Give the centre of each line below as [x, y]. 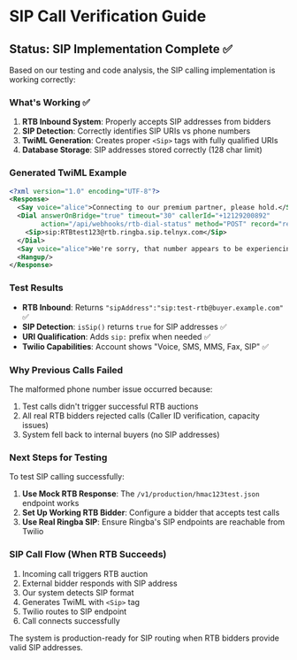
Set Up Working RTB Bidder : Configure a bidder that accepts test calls [151, 513]
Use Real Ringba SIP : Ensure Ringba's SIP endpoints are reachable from [153, 522]
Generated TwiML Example [68, 173]
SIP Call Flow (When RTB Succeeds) [88, 555]
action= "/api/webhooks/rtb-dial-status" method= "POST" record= [160, 224]
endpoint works [50, 503]
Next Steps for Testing [58, 457]
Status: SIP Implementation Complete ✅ [121, 49]
